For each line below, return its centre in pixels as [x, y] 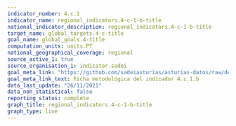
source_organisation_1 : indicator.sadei [67, 66]
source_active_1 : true [40, 59]
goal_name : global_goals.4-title [56, 40]
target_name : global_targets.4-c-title [66, 33]
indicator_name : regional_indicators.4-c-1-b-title [84, 20]
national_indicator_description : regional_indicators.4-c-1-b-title [110, 27]
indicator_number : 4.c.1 [44, 14]
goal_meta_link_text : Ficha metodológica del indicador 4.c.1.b [103, 79]
